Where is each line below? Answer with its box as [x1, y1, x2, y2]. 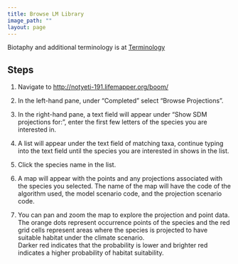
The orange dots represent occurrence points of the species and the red [17, 218, 230, 227]
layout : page [7, 23, 46, 31]
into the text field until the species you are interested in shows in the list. [17, 147, 229, 155]
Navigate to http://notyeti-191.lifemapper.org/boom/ [17, 83, 169, 91]
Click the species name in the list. [17, 161, 117, 169]
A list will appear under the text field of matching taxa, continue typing [17, 139, 224, 148]
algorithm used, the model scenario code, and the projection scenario [17, 189, 222, 198]
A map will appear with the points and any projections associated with [17, 174, 222, 183]
